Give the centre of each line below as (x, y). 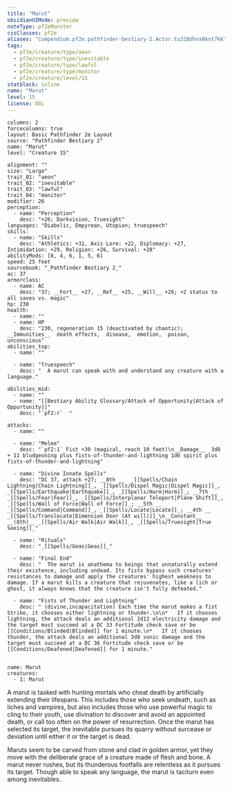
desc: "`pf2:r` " (46, 413)
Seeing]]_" (23, 528)
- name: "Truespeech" (45, 365)
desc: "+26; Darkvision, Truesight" (72, 219)
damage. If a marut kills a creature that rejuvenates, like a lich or (112, 582)
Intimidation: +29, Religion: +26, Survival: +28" (81, 250)
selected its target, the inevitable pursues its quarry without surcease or (109, 729)
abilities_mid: (29, 389)
